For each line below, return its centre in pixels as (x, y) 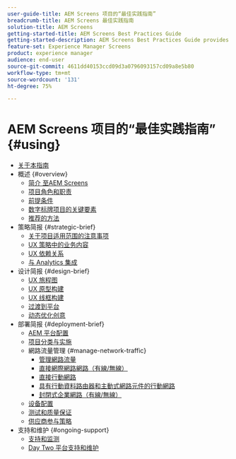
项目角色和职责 (50, 192)
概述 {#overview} (43, 174)
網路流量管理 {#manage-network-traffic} (87, 351)
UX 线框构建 (46, 298)
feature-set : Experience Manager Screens (69, 47)
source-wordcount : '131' (44, 79)
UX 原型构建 (46, 289)
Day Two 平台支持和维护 (63, 448)
